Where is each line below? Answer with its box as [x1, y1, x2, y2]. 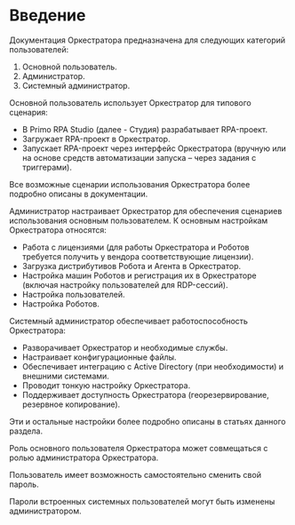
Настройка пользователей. [21, 289, 125, 299]
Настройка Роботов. [21, 298, 100, 309]
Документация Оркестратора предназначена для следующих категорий [9, 35, 286, 45]
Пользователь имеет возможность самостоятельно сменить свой [9, 469, 262, 480]
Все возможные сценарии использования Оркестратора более [9, 179, 251, 189]
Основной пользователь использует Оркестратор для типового [9, 97, 251, 107]
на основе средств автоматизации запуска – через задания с [21, 152, 257, 163]
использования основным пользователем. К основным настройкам [9, 215, 268, 226]
